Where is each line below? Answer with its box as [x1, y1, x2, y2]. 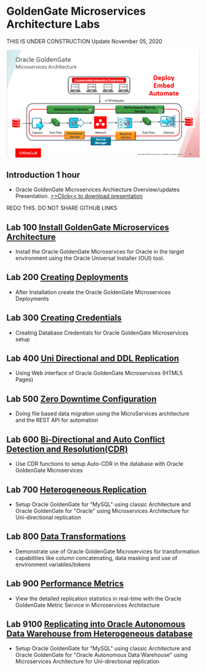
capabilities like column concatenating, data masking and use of [15, 554, 178, 561]
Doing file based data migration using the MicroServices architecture [15, 410, 189, 417]
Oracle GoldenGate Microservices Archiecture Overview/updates [15, 186, 180, 194]
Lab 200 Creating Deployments [6, 272, 129, 282]
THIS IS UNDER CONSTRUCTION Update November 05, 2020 [6, 37, 162, 45]
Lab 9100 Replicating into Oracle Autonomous [6, 619, 186, 629]
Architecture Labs [6, 17, 100, 31]
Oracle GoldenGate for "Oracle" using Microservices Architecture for [15, 507, 189, 514]
